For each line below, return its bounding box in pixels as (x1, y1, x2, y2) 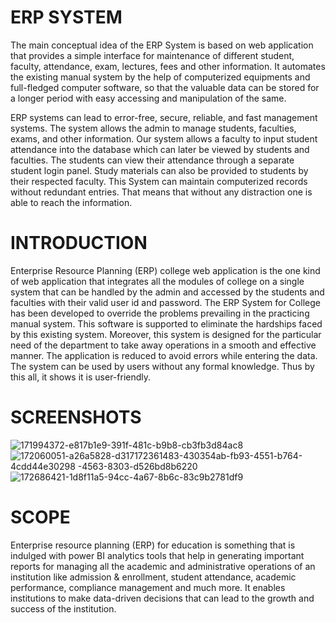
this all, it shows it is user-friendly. (10, 371, 152, 383)
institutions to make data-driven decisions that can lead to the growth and (10, 592, 315, 604)
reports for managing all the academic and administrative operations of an (10, 560, 316, 572)
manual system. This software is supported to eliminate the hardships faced (10, 317, 323, 330)
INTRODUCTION (10, 232, 148, 255)
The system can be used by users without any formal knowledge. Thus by (10, 360, 315, 372)
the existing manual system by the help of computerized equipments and (10, 71, 311, 83)
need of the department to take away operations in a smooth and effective (10, 339, 317, 351)
